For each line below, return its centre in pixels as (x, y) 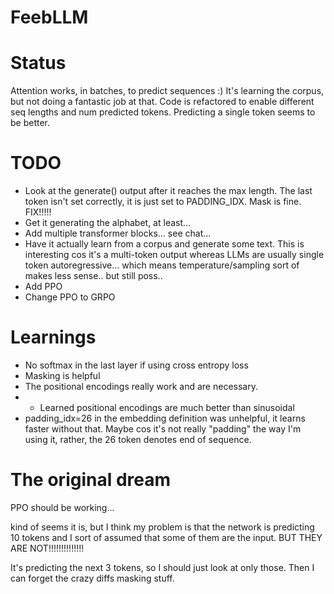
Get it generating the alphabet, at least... (108, 223)
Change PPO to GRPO (70, 297)
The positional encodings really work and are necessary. (141, 386)
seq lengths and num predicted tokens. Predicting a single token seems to (163, 112)
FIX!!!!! (38, 212)
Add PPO (43, 287)
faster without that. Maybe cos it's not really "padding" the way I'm (163, 429)
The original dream (91, 480)
